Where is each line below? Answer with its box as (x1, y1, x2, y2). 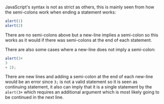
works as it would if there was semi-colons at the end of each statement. (5, 37, 152, 43)
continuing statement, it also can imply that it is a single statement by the (5, 84, 152, 90)
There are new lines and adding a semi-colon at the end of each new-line (5, 74, 153, 80)
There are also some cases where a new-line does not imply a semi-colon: (5, 46, 156, 52)
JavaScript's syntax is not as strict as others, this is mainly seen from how (5, 4, 154, 10)
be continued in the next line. (5, 94, 64, 100)
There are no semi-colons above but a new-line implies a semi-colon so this (5, 32, 158, 38)
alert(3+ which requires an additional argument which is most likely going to (5, 89, 160, 95)
